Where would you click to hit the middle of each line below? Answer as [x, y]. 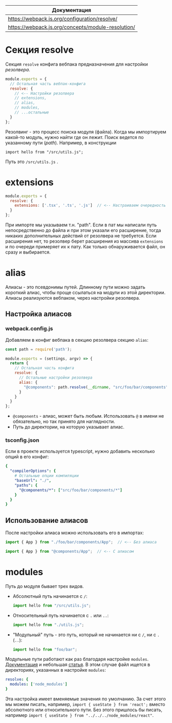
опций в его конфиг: [27, 457]
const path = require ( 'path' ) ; [39, 349]
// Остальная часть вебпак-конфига [48, 84]
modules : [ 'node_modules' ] [39, 685]
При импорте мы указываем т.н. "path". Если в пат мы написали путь [81, 225]
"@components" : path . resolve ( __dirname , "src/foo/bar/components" [96, 387]
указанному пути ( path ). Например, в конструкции [61, 143]
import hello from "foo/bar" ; [45, 649]
